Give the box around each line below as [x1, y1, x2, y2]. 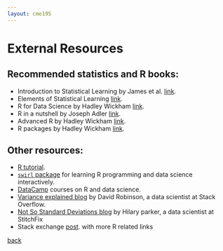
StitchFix [17, 215, 43, 224]
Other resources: [7, 144, 83, 156]
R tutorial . [17, 163, 46, 172]
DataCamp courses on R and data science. [17, 185, 142, 194]
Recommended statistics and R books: [7, 68, 179, 81]
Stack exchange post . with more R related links [17, 222, 154, 231]
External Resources [7, 40, 124, 56]
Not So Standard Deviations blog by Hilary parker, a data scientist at [17, 208, 214, 216]
